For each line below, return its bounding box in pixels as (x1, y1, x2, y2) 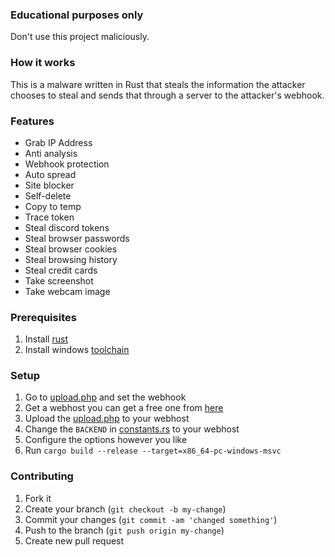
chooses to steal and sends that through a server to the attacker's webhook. (10, 89, 325, 101)
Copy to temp (24, 200, 82, 212)
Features (10, 114, 55, 128)
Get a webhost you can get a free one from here (24, 402, 224, 414)
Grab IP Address (24, 136, 93, 148)
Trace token (24, 211, 75, 223)
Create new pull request (24, 534, 125, 547)
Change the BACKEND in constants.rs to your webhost (24, 423, 240, 435)
